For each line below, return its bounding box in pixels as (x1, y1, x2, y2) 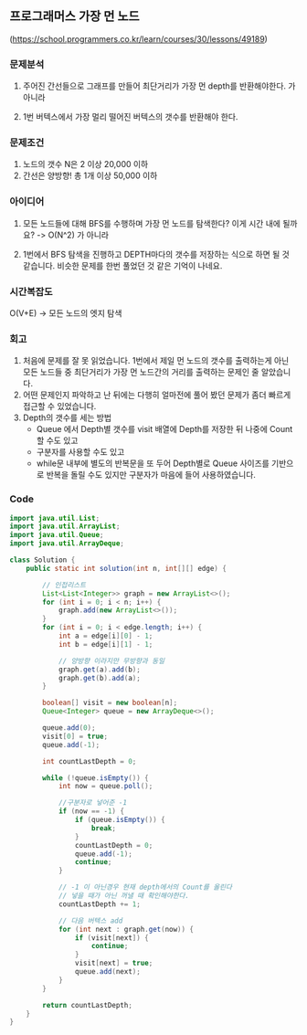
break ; (90, 823, 117, 833)
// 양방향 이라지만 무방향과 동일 (58, 656, 165, 665)
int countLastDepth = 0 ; (42, 756, 137, 766)
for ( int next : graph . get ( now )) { (58, 924, 195, 934)
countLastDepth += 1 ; (58, 899, 142, 909)
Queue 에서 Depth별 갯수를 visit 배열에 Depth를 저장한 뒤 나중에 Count (36, 424, 293, 435)
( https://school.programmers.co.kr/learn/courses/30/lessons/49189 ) (9, 33, 268, 44)
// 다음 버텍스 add (58, 916, 123, 925)
